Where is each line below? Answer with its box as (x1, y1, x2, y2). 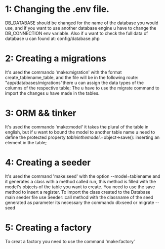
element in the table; (5, 139, 47, 145)
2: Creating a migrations (5, 53, 106, 64)
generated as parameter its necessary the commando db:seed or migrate (5, 199, 155, 206)
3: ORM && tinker (5, 108, 77, 119)
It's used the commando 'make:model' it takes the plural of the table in (5, 124, 149, 129)
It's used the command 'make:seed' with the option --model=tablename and (5, 173, 161, 179)
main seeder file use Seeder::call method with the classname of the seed (5, 194, 154, 200)
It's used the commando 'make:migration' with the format (5, 69, 122, 75)
